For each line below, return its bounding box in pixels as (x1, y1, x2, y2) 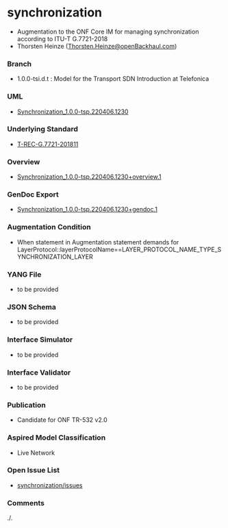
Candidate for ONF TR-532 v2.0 (16, 416, 107, 424)
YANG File (7, 269, 42, 279)
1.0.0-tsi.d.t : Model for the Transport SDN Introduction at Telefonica (16, 75, 210, 83)
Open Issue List (7, 466, 60, 475)
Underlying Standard (7, 125, 79, 134)
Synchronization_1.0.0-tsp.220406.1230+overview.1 (16, 173, 162, 181)
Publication (7, 400, 46, 410)
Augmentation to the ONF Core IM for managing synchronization (16, 27, 199, 36)
